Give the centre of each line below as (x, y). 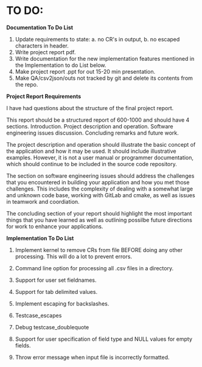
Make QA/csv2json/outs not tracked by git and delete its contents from (104, 78)
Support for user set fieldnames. (56, 280)
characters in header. (42, 46)
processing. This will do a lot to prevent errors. (74, 256)
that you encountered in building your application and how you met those (98, 182)
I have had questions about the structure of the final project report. (90, 108)
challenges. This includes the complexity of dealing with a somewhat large (100, 189)
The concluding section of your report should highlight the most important (99, 213)
